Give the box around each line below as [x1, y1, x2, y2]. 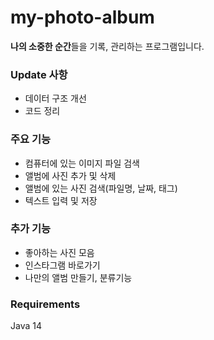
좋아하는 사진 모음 [24, 246, 95, 258]
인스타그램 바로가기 [24, 259, 101, 271]
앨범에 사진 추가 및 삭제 [24, 169, 117, 181]
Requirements [10, 297, 81, 311]
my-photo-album [10, 6, 155, 29]
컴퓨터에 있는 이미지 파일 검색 [24, 157, 140, 169]
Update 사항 [10, 67, 68, 81]
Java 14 [10, 320, 42, 332]
